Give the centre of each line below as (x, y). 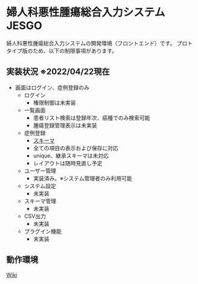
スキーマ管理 (40, 201)
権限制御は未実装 (54, 102)
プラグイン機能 (43, 231)
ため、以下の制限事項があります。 (75, 51)
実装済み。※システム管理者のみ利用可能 (82, 178)
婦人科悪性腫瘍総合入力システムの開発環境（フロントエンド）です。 (91, 43)
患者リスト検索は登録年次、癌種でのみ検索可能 (91, 117)
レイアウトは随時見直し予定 (68, 163)
